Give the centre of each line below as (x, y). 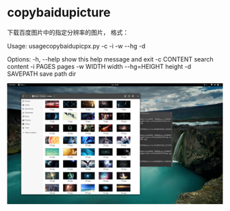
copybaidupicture (59, 13)
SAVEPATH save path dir (42, 74)
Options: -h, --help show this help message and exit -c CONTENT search (110, 59)
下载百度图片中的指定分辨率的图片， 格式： (68, 32)
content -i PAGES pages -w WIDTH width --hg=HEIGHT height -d (99, 66)
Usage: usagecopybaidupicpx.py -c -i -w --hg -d (76, 46)
